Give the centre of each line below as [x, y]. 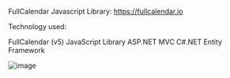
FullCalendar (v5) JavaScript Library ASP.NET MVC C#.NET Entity [115, 42]
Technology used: [38, 26]
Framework [26, 50]
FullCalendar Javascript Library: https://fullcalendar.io [96, 11]
